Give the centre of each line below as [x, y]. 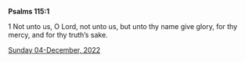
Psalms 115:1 [29, 11]
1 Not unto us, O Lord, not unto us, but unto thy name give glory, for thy [123, 26]
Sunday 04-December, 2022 [54, 50]
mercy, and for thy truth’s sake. [58, 35]
